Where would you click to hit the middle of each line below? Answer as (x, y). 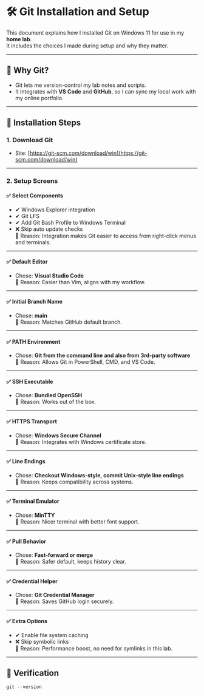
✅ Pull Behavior (26, 541)
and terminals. (33, 242)
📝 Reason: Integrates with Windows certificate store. (81, 442)
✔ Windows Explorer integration (55, 210)
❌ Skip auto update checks (49, 229)
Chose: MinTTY (35, 515)
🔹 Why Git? (28, 70)
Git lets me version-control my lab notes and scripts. (81, 85)
